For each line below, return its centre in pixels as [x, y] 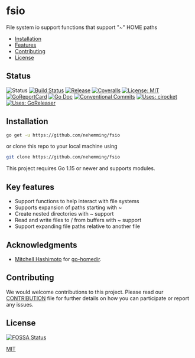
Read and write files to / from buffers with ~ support [78, 220]
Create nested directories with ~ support [64, 214]
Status [19, 76]
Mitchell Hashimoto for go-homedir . [58, 259]
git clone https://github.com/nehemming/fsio [63, 157]
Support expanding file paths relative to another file [77, 226]
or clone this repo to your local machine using [62, 147]
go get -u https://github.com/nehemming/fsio [63, 135]
